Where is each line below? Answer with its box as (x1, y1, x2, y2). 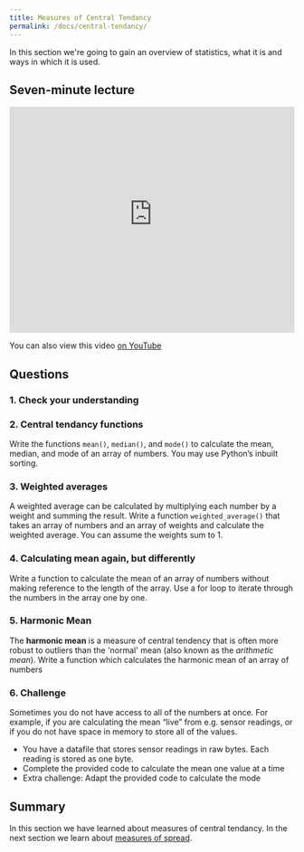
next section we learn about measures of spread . (9, 832, 193, 843)
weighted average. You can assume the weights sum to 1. (9, 530, 223, 541)
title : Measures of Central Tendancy (9, 13, 152, 23)
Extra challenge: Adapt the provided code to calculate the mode (22, 772, 261, 783)
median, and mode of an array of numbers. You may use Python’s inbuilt (9, 448, 279, 459)
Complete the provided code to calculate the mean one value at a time (22, 763, 285, 774)
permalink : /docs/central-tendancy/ (9, 22, 147, 31)
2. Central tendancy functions (9, 418, 144, 431)
